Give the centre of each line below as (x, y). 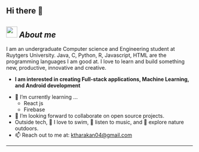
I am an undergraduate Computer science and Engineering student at (91, 49)
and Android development (48, 86)
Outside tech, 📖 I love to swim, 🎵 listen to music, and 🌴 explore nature (99, 122)
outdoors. (26, 128)
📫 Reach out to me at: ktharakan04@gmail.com (73, 135)
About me (37, 35)
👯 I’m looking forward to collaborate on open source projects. (89, 116)
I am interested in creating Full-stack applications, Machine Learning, (102, 79)
